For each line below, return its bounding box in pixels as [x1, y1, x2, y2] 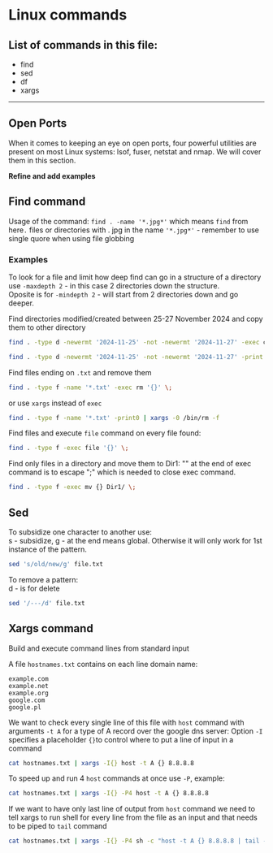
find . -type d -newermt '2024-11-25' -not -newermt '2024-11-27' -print [8, 353, 264, 361]
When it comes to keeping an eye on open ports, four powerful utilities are [8, 138, 258, 148]
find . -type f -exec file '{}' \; [8, 444, 129, 452]
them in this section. [8, 155, 76, 165]
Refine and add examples [8, 171, 96, 180]
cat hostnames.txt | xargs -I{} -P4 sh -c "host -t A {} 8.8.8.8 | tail [8, 837, 260, 846]
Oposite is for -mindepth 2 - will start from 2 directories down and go [8, 289, 239, 299]
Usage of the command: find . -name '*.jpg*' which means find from [8, 216, 249, 226]
